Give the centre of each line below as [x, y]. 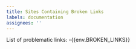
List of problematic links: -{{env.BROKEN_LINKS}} [68, 40]
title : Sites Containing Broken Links [55, 12]
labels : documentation [35, 17]
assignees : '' [24, 23]
